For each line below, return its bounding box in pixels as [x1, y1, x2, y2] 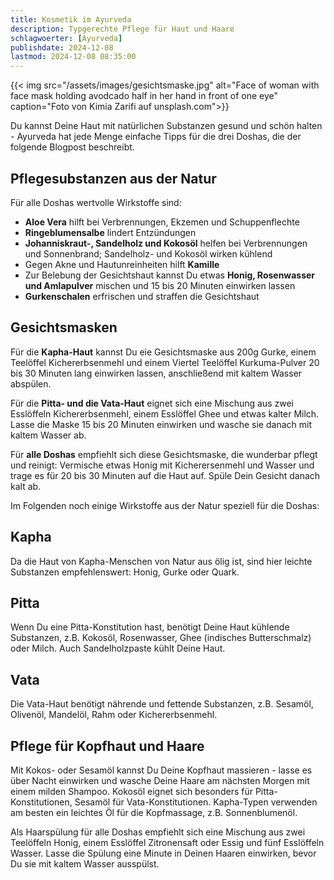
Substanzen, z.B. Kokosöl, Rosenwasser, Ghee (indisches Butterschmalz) [10, 632, 312, 644]
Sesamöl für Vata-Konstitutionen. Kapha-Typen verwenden [74, 796, 318, 808]
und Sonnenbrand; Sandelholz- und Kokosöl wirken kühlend [24, 247, 273, 260]
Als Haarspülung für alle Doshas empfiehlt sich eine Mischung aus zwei [10, 826, 306, 838]
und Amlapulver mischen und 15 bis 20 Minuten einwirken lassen [24, 279, 296, 291]
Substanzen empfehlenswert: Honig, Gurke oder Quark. [10, 566, 240, 578]
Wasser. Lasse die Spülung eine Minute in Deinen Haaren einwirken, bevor [10, 847, 317, 859]
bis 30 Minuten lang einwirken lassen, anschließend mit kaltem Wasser [10, 367, 303, 379]
